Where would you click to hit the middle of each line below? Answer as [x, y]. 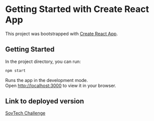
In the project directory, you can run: [43, 61]
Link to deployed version [45, 101]
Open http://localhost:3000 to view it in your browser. [61, 85]
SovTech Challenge [25, 113]
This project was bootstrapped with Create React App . [62, 33]
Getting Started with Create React [77, 9]
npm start [16, 70]
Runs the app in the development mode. [47, 80]
